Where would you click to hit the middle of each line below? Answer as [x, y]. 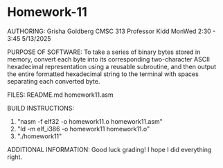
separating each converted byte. [54, 81]
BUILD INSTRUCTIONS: [41, 108]
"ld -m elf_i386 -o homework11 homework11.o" [83, 129]
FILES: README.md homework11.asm [60, 95]
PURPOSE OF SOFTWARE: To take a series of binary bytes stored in [104, 52]
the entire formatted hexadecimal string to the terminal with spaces [103, 74]
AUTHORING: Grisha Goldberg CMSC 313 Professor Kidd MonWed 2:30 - [111, 31]
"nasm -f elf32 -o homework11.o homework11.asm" [90, 121]
